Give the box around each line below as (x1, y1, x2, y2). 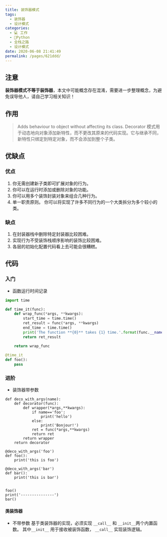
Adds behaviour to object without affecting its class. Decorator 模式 (17, 124, 156, 129)
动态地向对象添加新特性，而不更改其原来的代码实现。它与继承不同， (21, 130, 162, 136)
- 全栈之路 (9, 40, 29, 45)
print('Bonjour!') (40, 423, 79, 428)
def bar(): (5, 471, 28, 476)
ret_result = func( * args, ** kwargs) (23, 321, 99, 326)
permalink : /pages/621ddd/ (5, 53, 61, 59)
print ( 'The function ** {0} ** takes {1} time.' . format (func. (23, 330, 150, 335)
